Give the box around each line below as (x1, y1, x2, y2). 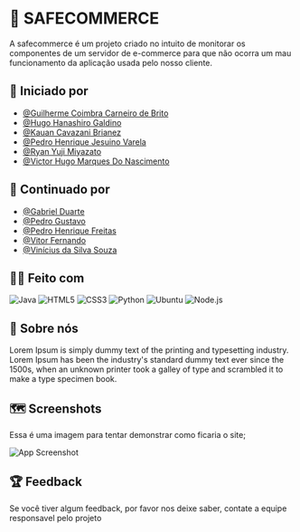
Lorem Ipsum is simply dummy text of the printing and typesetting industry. (9, 345, 289, 356)
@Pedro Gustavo (22, 215, 86, 226)
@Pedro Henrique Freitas (22, 225, 117, 236)
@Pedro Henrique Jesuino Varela (22, 136, 146, 147)
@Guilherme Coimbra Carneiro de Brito (22, 108, 169, 119)
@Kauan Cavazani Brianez (22, 127, 122, 138)
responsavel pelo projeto (9, 512, 102, 523)
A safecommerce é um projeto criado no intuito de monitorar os (9, 38, 246, 49)
